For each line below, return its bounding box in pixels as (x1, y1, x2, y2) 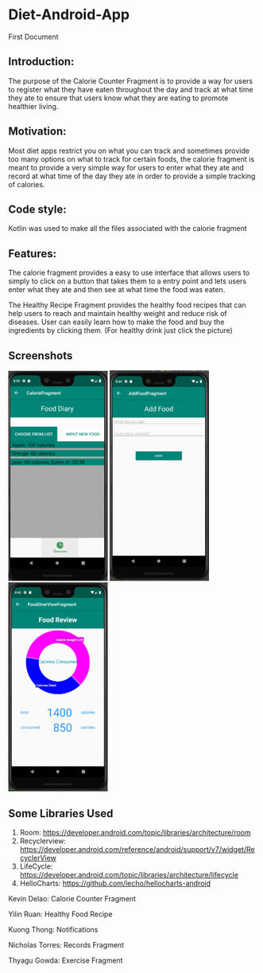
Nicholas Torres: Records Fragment (8, 940, 125, 950)
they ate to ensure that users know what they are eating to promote (8, 93, 229, 103)
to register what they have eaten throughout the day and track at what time (8, 84, 253, 94)
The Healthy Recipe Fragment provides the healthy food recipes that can (8, 300, 246, 310)
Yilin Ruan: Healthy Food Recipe (8, 909, 113, 919)
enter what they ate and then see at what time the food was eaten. (8, 285, 226, 295)
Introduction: (8, 55, 75, 68)
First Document (8, 32, 59, 41)
